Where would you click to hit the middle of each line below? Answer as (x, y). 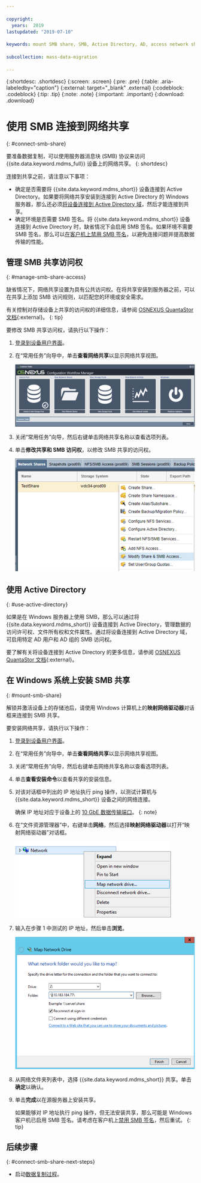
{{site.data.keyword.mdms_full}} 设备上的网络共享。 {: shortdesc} (87, 163)
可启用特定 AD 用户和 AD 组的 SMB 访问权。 (60, 639)
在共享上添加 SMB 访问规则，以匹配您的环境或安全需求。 (76, 297)
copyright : (20, 19)
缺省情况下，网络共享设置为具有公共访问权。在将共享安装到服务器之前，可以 (100, 290)
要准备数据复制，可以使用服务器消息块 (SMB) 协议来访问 (76, 156)
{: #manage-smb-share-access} (46, 277)
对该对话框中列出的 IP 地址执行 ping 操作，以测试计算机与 (86, 792)
